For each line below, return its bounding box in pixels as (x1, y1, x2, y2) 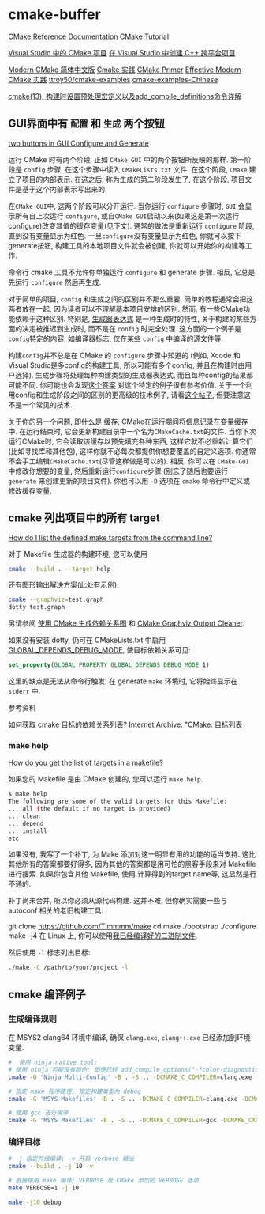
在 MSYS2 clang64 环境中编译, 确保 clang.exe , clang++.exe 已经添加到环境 (8, 1033, 251, 1042)
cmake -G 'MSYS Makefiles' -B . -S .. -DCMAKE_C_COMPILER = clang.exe (8, 1095, 238, 1102)
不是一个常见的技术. (8, 399, 73, 409)
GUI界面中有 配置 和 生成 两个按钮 (8, 117, 166, 130)
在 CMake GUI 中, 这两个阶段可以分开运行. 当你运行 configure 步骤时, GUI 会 (8, 201, 246, 210)
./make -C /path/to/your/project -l (8, 963, 129, 972)
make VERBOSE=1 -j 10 (8, 1184, 80, 1192)
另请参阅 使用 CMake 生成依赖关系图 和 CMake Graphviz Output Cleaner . (8, 618, 244, 628)
